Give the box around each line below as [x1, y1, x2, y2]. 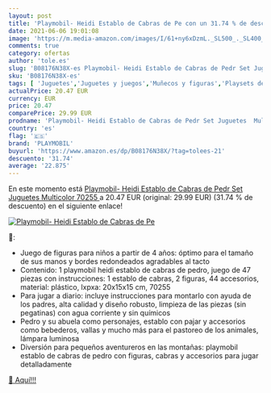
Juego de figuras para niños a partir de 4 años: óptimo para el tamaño [19, 248, 254, 258]
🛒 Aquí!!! [8, 375, 37, 385]
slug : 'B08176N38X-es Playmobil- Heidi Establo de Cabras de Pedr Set [8, 65, 251, 73]
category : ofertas [8, 49, 70, 57]
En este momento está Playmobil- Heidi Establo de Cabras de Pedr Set [8, 184, 244, 194]
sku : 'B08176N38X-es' [8, 72, 81, 80]
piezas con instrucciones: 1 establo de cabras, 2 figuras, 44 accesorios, [19, 274, 260, 283]
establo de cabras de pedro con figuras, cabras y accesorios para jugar [19, 351, 259, 361]
